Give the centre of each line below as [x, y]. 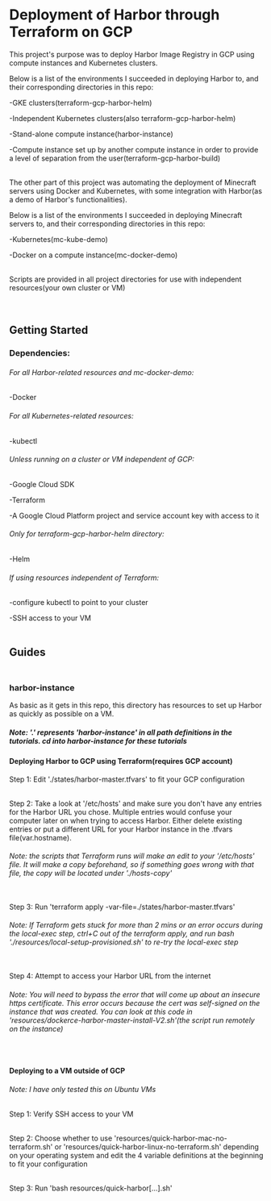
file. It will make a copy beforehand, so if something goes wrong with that [132, 865]
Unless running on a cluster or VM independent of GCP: [102, 459]
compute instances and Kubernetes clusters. [83, 63]
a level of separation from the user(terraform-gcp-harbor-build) [115, 158]
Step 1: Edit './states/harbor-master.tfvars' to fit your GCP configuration [127, 779]
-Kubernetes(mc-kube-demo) [58, 239]
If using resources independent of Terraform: [84, 578]
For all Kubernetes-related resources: [71, 416]
